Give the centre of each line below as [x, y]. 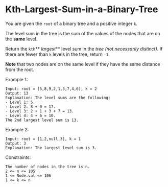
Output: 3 [16, 143]
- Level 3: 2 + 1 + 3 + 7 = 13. [40, 111]
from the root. [20, 69]
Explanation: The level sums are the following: [58, 98]
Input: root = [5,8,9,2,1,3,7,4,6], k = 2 [51, 89]
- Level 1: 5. [20, 102]
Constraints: [18, 157]
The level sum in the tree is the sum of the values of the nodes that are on [83, 33]
